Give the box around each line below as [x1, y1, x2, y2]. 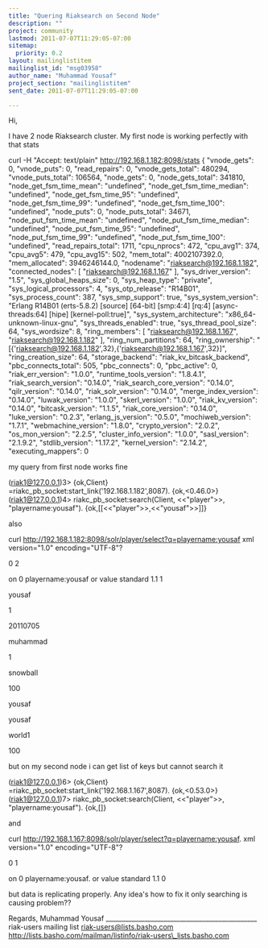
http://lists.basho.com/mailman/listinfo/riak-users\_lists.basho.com [8, 931, 229, 941]
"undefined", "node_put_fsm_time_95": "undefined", [8, 224, 180, 234]
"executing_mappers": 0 [8, 446, 89, 456]
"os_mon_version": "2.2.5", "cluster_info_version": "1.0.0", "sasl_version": [8, 429, 249, 439]
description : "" [8, 19, 63, 27]
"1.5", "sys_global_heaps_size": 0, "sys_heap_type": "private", [8, 275, 212, 285]
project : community [8, 27, 74, 35]
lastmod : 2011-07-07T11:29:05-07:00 [8, 34, 131, 43]
